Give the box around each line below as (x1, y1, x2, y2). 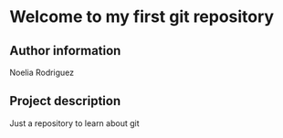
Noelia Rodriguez (9, 67, 75, 78)
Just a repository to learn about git (9, 117, 140, 129)
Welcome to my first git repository (9, 6, 275, 27)
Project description (9, 93, 121, 109)
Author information (9, 43, 121, 58)
